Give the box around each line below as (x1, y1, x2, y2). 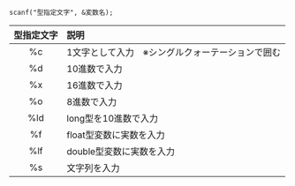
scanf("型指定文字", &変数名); (9, 8, 114, 17)
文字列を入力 (66, 162, 121, 174)
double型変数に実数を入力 (66, 145, 175, 157)
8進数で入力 (66, 96, 117, 108)
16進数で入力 (66, 79, 123, 91)
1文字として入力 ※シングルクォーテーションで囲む (66, 47, 281, 58)
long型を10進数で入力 (66, 113, 159, 124)
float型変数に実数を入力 (66, 129, 165, 141)
